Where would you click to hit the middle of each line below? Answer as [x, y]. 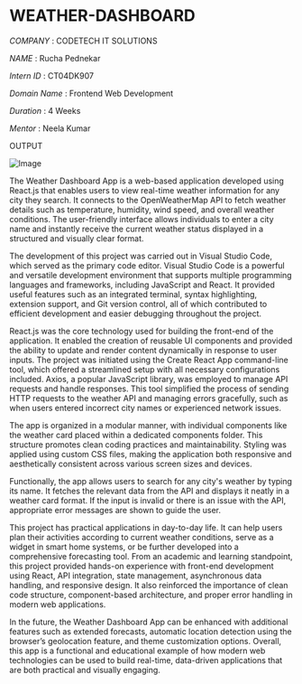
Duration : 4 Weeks [45, 110]
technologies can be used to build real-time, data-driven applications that [146, 660]
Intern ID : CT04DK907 [52, 75]
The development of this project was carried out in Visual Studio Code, [141, 256]
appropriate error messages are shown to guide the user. [115, 510]
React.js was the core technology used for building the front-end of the [142, 331]
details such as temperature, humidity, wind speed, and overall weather [142, 210]
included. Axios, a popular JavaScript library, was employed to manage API [149, 379]
